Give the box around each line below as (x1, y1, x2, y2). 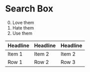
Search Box (5, 3, 54, 14)
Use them (12, 30, 32, 36)
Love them (12, 19, 34, 25)
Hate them (12, 24, 34, 30)
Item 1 (7, 50, 23, 57)
